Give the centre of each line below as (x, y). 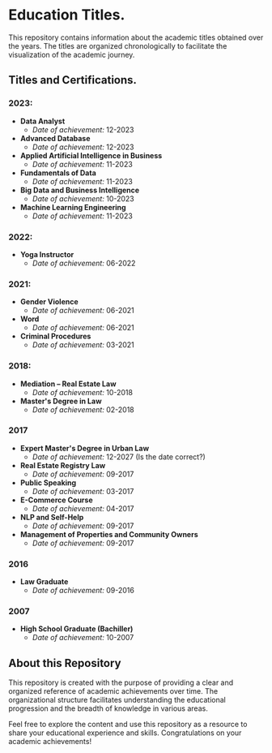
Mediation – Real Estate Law (68, 384)
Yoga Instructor (47, 254)
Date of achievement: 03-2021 (83, 345)
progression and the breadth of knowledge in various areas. (108, 708)
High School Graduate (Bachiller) (76, 629)
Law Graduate (44, 582)
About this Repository (65, 663)
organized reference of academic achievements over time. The (113, 691)
